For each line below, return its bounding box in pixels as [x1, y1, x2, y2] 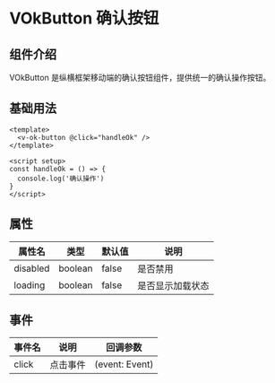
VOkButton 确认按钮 [9, 8, 159, 29]
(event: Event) [94, 358, 154, 370]
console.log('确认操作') [17, 174, 105, 183]
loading [13, 279, 46, 292]
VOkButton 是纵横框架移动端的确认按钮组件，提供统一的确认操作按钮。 [9, 73, 271, 83]
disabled [13, 262, 50, 274]
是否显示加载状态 [137, 279, 210, 292]
